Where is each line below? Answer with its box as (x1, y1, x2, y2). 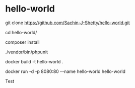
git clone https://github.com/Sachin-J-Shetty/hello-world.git (5, 20, 130, 26)
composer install (5, 39, 40, 45)
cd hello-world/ (5, 29, 37, 35)
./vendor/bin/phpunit (5, 49, 48, 55)
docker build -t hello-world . (5, 58, 63, 64)
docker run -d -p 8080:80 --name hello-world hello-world (5, 68, 126, 74)
